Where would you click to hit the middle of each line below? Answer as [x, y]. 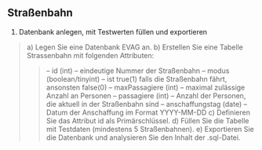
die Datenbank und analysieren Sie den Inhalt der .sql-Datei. [143, 137]
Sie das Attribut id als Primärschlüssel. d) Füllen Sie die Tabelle [147, 120]
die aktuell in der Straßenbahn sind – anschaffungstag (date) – [147, 104]
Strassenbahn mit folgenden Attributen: [90, 55]
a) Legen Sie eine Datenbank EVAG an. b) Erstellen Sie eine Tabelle [135, 47]
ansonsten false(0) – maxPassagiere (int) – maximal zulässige [146, 87]
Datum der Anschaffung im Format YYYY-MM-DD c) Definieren [148, 112]
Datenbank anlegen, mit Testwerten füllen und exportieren [113, 31]
